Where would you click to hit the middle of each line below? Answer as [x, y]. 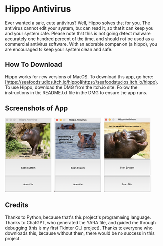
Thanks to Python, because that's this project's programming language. [78, 217]
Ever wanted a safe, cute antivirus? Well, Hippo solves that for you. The [78, 23]
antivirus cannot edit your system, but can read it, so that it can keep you [80, 28]
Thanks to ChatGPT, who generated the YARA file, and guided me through [81, 222]
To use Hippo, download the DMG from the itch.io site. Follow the [71, 87]
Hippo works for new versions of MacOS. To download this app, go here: [79, 77]
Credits [17, 205]
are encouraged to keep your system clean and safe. [59, 49]
